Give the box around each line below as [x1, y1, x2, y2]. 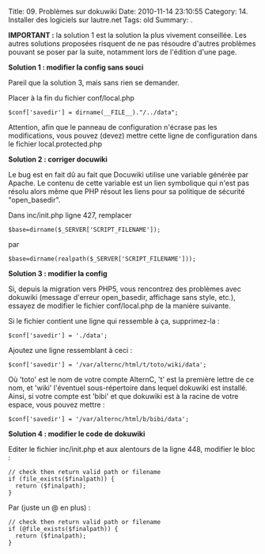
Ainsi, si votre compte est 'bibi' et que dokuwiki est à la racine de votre [8, 392, 239, 400]
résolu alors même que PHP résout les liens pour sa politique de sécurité [8, 187, 245, 196]
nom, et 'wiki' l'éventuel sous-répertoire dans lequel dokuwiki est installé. [8, 383, 248, 393]
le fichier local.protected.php [8, 139, 103, 149]
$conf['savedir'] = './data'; [8, 332, 108, 340]
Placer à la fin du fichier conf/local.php [8, 93, 134, 102]
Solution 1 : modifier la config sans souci [8, 63, 144, 72]
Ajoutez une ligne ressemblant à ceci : [8, 346, 133, 355]
